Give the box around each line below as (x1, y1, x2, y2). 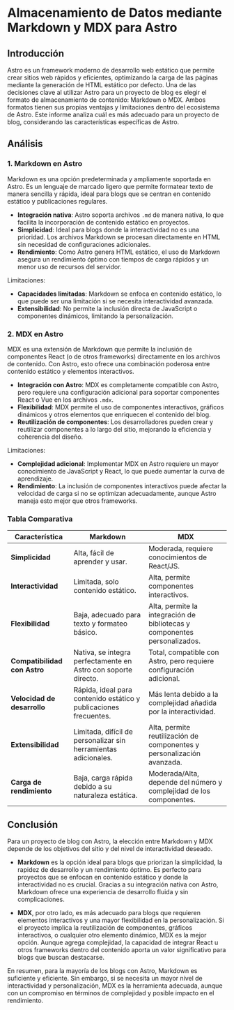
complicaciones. (17, 895, 65, 904)
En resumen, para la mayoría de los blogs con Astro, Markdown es (7, 967, 198, 975)
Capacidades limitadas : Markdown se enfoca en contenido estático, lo (17, 289, 222, 298)
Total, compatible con (148, 647, 219, 657)
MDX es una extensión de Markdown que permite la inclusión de (7, 345, 193, 353)
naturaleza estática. (73, 790, 138, 800)
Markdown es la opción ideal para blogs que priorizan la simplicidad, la (17, 858, 223, 866)
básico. (73, 628, 97, 638)
